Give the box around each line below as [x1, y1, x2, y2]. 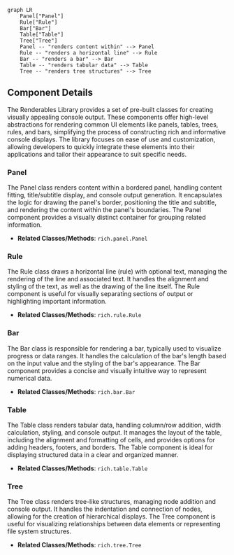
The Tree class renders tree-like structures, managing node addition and [7, 498, 217, 506]
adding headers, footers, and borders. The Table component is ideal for [7, 443, 213, 451]
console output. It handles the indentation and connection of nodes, [7, 505, 203, 514]
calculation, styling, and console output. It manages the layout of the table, [7, 428, 222, 437]
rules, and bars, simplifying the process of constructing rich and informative [7, 127, 226, 136]
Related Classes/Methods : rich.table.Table [17, 464, 148, 472]
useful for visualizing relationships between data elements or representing [7, 520, 221, 528]
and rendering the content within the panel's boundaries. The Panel [7, 206, 201, 214]
